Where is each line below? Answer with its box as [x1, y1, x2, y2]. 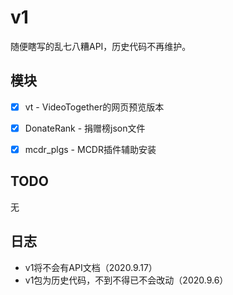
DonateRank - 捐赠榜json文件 [24, 122, 146, 134]
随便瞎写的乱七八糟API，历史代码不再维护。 [10, 40, 192, 52]
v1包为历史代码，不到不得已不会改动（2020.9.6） [24, 274, 229, 286]
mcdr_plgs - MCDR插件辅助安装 [24, 143, 157, 155]
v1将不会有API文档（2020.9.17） [24, 261, 158, 273]
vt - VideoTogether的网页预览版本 [24, 101, 165, 113]
